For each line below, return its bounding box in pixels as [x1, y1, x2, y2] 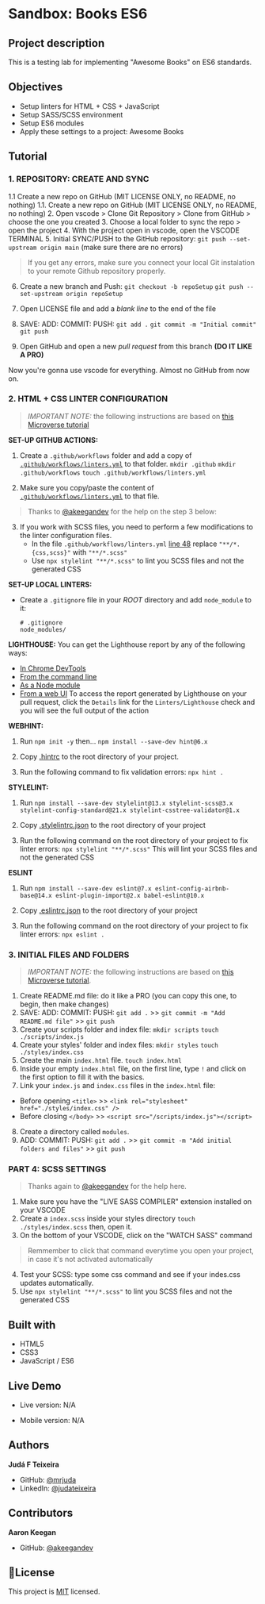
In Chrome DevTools [19, 664, 86, 673]
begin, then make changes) [19, 999, 109, 1009]
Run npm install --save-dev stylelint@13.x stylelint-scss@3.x [19, 798, 233, 807]
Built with [8, 1318, 56, 1332]
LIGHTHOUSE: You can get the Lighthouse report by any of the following [8, 640, 245, 649]
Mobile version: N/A [19, 1416, 85, 1425]
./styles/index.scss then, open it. [19, 1222, 133, 1232]
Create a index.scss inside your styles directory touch [19, 1214, 195, 1223]
